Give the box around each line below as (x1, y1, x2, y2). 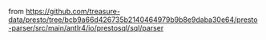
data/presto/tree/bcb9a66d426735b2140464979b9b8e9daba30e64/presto (8, 15, 258, 24)
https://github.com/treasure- (25, 7, 120, 16)
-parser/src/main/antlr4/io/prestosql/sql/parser (8, 24, 164, 32)
